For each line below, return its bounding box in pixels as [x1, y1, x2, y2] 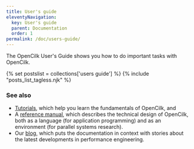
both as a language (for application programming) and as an [14, 117, 161, 124]
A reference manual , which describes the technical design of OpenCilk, [14, 111, 189, 118]
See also [6, 91, 31, 99]
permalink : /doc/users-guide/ [6, 36, 81, 42]
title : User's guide [6, 8, 57, 15]
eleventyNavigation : [6, 14, 57, 20]
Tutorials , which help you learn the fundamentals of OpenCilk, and [14, 105, 176, 112]
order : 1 [11, 31, 33, 37]
